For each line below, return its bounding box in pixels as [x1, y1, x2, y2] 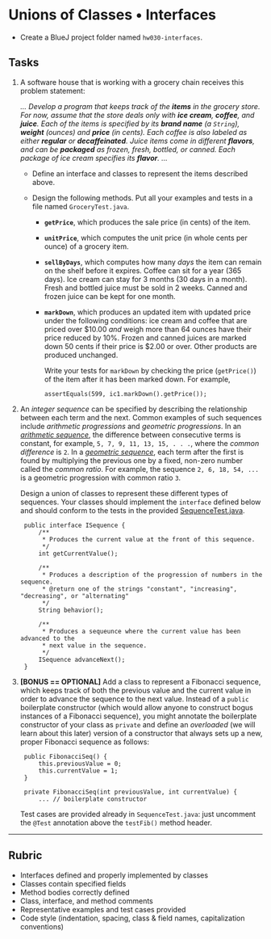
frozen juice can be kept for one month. [44, 291, 176, 301]
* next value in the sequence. [41, 641, 148, 650]
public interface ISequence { [23, 521, 126, 529]
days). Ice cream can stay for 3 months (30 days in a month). [44, 274, 248, 284]
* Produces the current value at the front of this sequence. [41, 535, 256, 543]
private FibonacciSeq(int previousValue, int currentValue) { [23, 788, 238, 796]
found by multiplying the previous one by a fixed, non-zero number [19, 455, 244, 465]
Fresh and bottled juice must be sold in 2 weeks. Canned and [44, 283, 248, 293]
